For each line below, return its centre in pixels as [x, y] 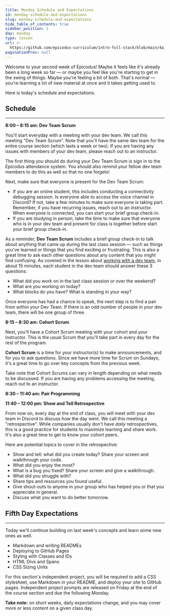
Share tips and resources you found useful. [57, 481]
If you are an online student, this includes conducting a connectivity [83, 192]
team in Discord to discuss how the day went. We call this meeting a [76, 419]
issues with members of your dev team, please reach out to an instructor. [81, 151]
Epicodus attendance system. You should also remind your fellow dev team [83, 167]
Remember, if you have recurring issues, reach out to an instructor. [82, 208]
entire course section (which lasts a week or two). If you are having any [80, 146]
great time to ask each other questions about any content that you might [80, 255]
